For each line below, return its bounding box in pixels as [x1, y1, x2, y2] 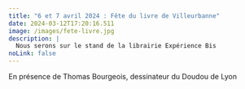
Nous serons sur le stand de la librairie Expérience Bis [15, 42, 217, 50]
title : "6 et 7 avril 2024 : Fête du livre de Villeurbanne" [8, 11, 221, 20]
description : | [8, 34, 60, 43]
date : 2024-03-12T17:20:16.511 [8, 19, 115, 28]
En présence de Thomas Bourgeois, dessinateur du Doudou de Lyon [8, 72, 238, 81]
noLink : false [8, 49, 57, 57]
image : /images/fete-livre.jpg [8, 27, 115, 35]
